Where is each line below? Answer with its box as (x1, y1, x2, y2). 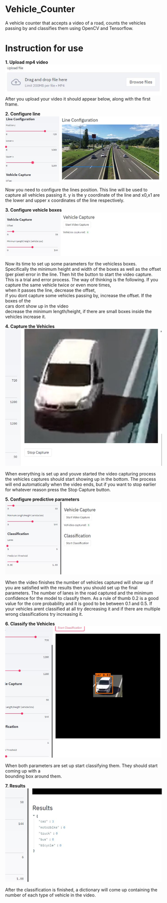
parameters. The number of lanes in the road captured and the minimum (5, 590, 153, 596)
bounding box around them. (5, 773, 62, 779)
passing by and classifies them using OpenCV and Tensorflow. (5, 25, 133, 31)
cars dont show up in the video (5, 303, 69, 309)
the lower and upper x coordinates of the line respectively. (5, 197, 125, 203)
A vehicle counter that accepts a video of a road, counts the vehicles (5, 20, 146, 26)
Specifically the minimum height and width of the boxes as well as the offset (5, 266, 162, 272)
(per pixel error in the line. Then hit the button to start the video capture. (5, 271, 153, 277)
